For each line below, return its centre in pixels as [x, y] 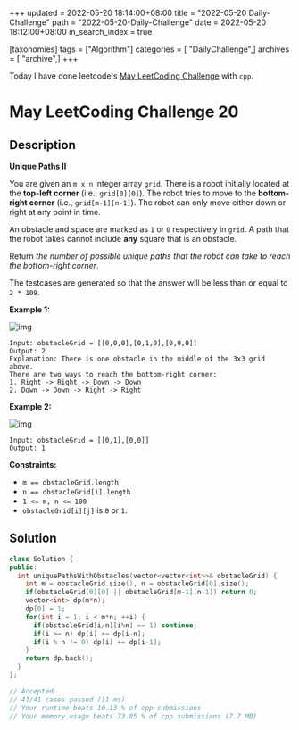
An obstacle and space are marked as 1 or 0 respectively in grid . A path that [149, 229]
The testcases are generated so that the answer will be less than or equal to [149, 283]
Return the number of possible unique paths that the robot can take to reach [150, 256]
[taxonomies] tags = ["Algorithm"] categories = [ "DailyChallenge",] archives [149, 49]
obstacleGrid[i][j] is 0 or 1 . [75, 510]
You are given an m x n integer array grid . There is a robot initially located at [149, 183]
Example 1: [30, 310]
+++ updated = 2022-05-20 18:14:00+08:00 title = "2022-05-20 [128, 13]
